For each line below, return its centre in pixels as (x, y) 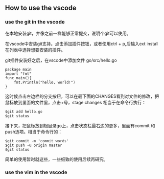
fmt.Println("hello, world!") (45, 82)
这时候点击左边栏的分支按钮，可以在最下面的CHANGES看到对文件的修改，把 (82, 96)
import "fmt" (18, 74)
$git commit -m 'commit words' (37, 141)
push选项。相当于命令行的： (34, 132)
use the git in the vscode (35, 22)
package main (18, 69)
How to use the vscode (41, 8)
